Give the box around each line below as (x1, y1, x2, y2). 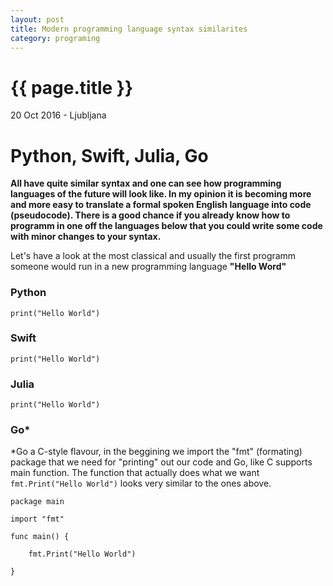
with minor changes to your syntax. (10, 231, 162, 243)
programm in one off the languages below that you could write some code (10, 220, 323, 232)
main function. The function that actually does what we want (10, 467, 260, 479)
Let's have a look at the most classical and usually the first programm (10, 250, 297, 262)
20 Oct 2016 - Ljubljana (10, 109, 107, 121)
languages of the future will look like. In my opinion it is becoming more (10, 188, 312, 200)
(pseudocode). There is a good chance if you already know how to (10, 209, 291, 221)
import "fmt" (10, 514, 65, 525)
